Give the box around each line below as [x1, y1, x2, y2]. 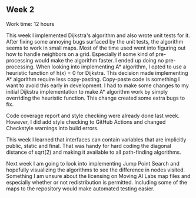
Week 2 [6, 5, 35, 15]
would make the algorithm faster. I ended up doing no [34, 57, 164, 64]
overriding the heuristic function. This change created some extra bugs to [6, 94, 185, 101]
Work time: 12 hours [6, 20, 55, 27]
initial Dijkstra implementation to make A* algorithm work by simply [6, 88, 168, 95]
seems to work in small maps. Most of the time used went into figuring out [6, 44, 186, 51]
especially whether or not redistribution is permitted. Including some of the [6, 179, 187, 186]
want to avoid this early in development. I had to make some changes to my [6, 82, 190, 89]
